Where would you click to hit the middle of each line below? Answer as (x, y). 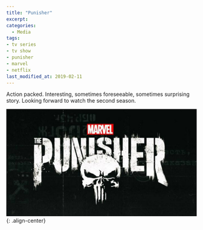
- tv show (19, 51)
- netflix (19, 70)
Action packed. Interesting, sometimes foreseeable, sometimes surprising (98, 94)
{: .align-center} (26, 220)
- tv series (21, 45)
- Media (21, 32)
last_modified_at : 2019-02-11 (44, 76)
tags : (13, 38)
